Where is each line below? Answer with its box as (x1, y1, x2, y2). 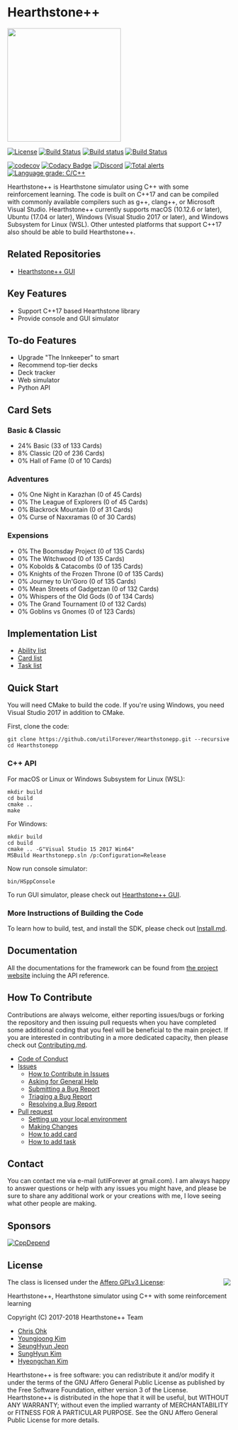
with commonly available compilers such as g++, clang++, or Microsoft (7, 197, 215, 206)
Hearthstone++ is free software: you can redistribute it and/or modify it (7, 1370, 215, 1379)
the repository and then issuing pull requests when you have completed (7, 1018, 217, 1026)
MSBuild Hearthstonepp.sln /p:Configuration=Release (7, 852, 166, 859)
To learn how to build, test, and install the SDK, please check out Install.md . (7, 924, 227, 933)
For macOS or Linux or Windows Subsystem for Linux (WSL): (7, 775, 186, 783)
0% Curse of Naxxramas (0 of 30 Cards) (17, 513, 137, 521)
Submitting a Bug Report (28, 1085, 101, 1093)
